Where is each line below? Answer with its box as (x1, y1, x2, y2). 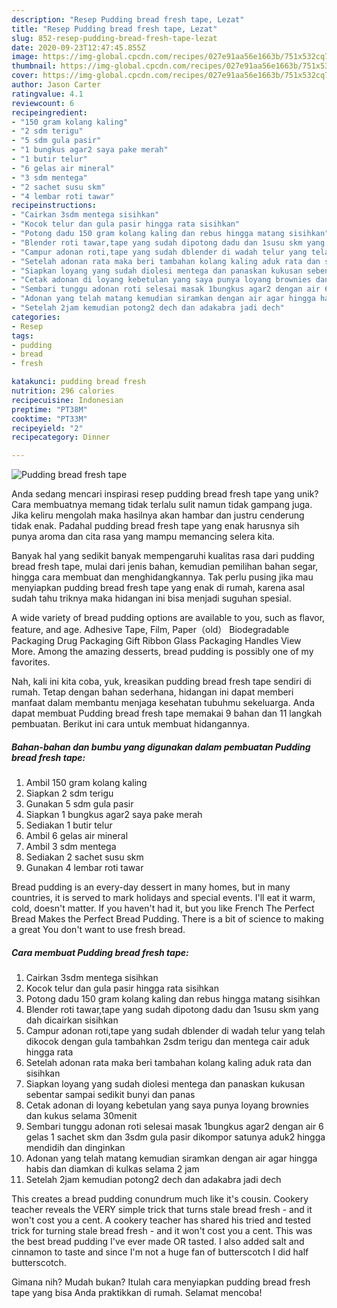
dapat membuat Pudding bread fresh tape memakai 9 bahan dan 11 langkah (11, 707, 323, 720)
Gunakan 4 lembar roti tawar (25, 862, 144, 874)
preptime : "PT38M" (11, 404, 88, 415)
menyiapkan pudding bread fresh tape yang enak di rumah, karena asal (11, 582, 306, 594)
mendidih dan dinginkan (25, 1142, 126, 1154)
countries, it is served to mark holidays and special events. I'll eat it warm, (11, 892, 316, 904)
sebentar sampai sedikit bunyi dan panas (25, 1089, 196, 1101)
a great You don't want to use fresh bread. (11, 924, 186, 936)
